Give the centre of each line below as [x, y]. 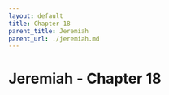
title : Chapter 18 [39, 24]
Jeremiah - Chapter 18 [85, 79]
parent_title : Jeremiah [49, 31]
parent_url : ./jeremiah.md [54, 39]
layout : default [36, 16]
